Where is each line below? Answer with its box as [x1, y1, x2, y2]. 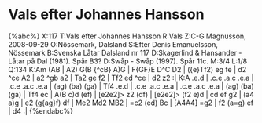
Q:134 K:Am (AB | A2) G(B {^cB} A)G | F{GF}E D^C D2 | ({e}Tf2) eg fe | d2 [8, 64, 247, 74]
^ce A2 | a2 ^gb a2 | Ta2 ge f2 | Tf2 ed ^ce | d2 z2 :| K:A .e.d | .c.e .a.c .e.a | [8, 73, 254, 82]
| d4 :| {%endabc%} [8, 106, 73, 115]
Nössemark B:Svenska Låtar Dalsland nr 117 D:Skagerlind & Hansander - [8, 48, 242, 57]
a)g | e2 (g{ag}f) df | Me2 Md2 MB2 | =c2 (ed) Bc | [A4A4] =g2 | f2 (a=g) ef [8, 98, 254, 107]
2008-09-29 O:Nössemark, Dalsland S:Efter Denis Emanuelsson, [8, 39, 218, 49]
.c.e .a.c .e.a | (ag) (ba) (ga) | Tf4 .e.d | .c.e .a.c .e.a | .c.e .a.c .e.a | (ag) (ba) [8, 81, 254, 91]
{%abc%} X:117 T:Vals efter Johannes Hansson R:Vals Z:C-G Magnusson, [8, 31, 246, 41]
